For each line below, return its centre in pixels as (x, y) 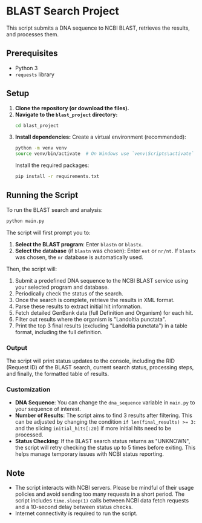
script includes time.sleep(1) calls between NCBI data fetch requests (102, 501)
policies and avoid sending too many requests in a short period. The (100, 494)
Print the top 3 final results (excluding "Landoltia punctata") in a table (101, 326)
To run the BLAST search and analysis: (54, 209)
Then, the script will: (32, 269)
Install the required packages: (52, 165)
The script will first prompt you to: (48, 232)
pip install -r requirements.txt (57, 177)
